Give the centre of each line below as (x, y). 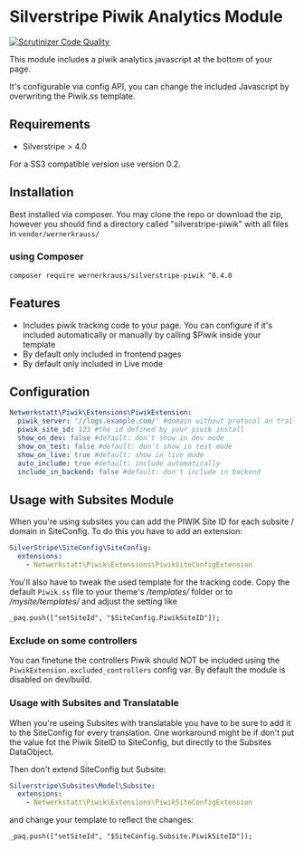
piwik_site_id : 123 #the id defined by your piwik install (131, 430)
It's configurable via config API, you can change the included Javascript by (149, 86)
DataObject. (32, 751)
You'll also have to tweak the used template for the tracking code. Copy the (150, 582)
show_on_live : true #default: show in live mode (111, 454)
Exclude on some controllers (73, 640)
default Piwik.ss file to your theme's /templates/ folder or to (121, 591)
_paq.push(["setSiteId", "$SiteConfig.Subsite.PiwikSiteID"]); (131, 836)
